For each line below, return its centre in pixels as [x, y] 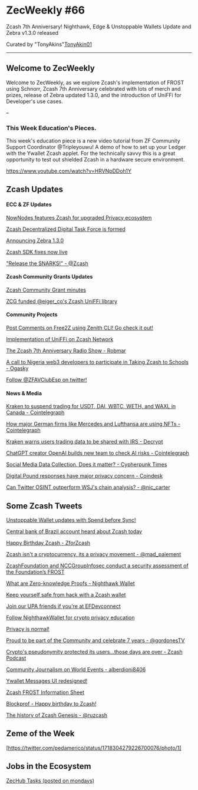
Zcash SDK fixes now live [37, 252]
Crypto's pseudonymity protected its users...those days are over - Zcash [94, 652]
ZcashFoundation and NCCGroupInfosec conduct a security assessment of [97, 566]
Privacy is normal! [28, 629]
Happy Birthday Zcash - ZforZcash [48, 543]
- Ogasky [17, 368]
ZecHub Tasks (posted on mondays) [50, 781]
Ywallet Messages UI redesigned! [47, 681]
